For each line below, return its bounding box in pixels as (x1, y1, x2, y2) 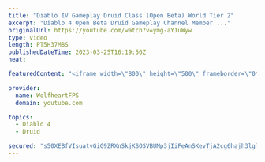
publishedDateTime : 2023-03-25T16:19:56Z (8, 48, 147, 56)
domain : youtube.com (15, 99, 83, 107)
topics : (8, 113, 34, 121)
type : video (8, 33, 47, 42)
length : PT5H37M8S (8, 41, 69, 49)
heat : (8, 56, 26, 64)
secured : (8, 142, 37, 150)
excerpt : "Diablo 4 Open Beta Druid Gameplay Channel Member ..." (8, 19, 231, 27)
